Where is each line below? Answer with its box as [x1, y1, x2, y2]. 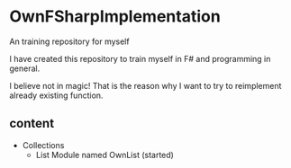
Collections [22, 139, 65, 150]
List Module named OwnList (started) [35, 149, 174, 160]
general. [9, 63, 41, 74]
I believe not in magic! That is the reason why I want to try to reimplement [9, 80, 282, 91]
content [9, 116, 55, 131]
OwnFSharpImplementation [9, 6, 221, 27]
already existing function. [9, 90, 104, 101]
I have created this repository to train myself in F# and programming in [9, 53, 271, 64]
